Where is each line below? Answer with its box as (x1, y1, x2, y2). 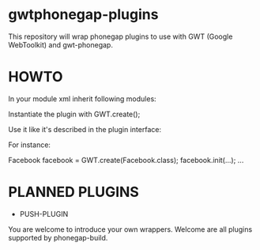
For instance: (8, 140, 51, 150)
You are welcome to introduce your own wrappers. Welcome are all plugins (8, 224, 253, 234)
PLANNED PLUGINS (8, 184, 140, 201)
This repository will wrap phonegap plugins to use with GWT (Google (8, 32, 233, 41)
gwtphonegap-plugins (8, 6, 159, 24)
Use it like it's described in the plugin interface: (8, 124, 162, 134)
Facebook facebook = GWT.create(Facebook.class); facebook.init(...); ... (8, 155, 244, 165)
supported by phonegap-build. (8, 233, 108, 242)
